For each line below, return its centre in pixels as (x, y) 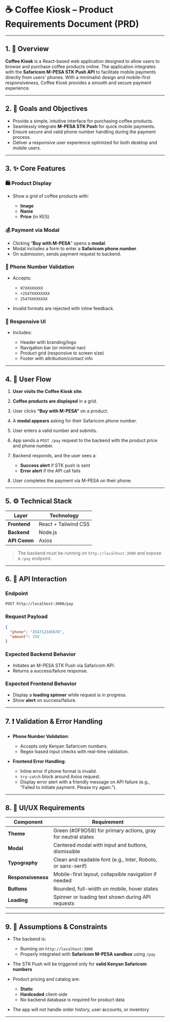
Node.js (48, 532)
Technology (65, 516)
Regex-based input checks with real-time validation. (74, 751)
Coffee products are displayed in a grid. (55, 401)
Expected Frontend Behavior (41, 684)
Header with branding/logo (48, 342)
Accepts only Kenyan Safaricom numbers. (64, 746)
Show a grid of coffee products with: (51, 196)
